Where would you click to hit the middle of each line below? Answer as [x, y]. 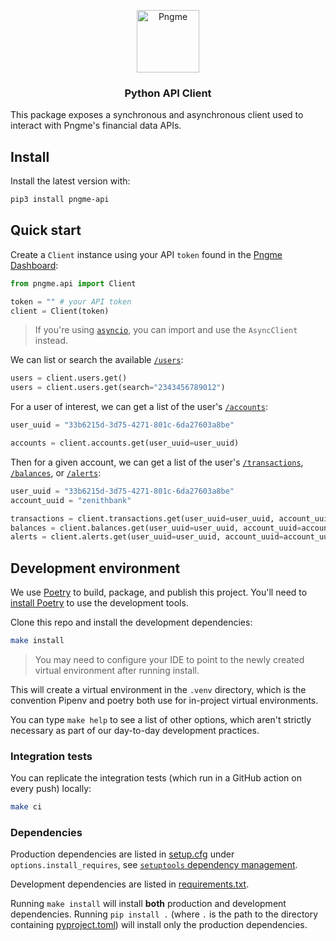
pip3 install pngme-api [60, 200]
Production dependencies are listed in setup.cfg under [122, 854]
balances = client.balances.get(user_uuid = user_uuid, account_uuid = [156, 528]
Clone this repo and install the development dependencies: [131, 622]
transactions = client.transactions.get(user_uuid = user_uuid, [142, 518]
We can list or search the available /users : [97, 360]
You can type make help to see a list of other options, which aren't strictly [161, 719]
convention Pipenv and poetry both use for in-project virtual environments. [164, 700]
